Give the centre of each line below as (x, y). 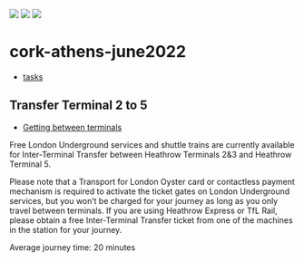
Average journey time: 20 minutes (73, 247)
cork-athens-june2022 (98, 52)
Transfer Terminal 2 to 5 (78, 106)
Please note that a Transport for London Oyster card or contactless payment (152, 181)
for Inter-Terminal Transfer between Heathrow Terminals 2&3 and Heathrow (151, 154)
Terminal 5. (30, 164)
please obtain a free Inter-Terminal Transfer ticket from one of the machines (151, 220)
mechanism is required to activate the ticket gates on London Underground (150, 191)
